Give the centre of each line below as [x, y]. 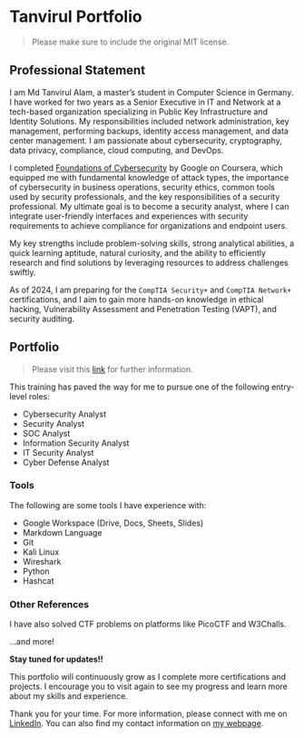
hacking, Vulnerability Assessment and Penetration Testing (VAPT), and [143, 309]
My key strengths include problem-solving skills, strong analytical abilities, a [152, 243]
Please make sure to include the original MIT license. [130, 42]
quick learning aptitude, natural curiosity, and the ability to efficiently [137, 252]
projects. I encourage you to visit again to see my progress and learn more [148, 686]
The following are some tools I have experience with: [108, 505]
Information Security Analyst [76, 443]
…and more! [32, 642]
